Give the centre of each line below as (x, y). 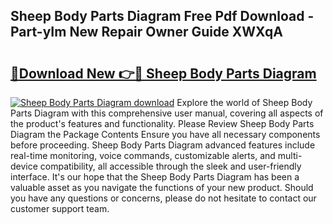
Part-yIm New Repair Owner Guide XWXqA (146, 32)
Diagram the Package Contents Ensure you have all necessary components (165, 134)
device (24, 166)
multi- (290, 155)
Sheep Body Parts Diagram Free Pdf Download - (162, 16)
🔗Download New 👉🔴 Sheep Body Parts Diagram (163, 73)
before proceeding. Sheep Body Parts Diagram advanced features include (163, 145)
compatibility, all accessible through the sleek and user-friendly (170, 166)
